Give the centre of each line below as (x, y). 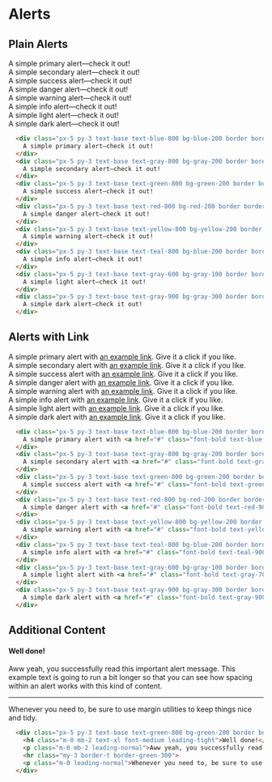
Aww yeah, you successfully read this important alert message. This (122, 669)
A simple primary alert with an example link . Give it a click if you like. (122, 357)
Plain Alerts (38, 44)
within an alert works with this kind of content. (85, 686)
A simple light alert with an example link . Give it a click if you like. (117, 408)
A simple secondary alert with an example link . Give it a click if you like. (127, 365)
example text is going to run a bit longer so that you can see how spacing (131, 677)
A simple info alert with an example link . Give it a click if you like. (116, 400)
